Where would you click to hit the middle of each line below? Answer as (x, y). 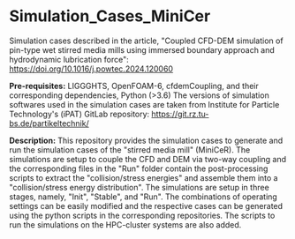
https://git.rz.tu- (180, 114)
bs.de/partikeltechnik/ (49, 123)
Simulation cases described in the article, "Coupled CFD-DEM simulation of (147, 41)
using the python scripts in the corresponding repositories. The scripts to (142, 215)
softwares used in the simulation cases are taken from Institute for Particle (144, 104)
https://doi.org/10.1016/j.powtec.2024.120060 (91, 69)
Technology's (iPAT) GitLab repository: (79, 114)
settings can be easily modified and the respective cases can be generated (146, 205)
